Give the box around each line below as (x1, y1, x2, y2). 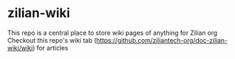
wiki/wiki (7, 43, 33, 52)
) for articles (32, 43, 69, 52)
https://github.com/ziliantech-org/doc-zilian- (96, 36, 228, 44)
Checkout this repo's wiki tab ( (7, 36, 97, 44)
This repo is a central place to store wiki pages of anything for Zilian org (7, 28, 218, 37)
